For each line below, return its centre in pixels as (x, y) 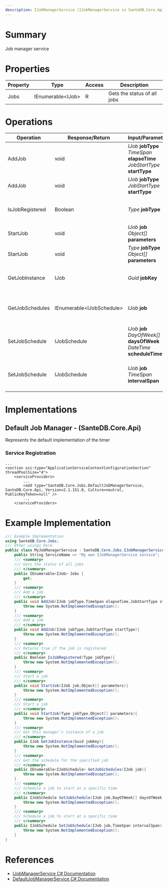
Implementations (41, 409)
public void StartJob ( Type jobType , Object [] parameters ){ (76, 713)
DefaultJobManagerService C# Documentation (61, 879)
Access (94, 85)
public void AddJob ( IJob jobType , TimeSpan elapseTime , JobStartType (86, 601)
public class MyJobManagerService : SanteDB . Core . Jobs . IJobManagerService (85, 550)
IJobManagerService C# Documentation (54, 873)
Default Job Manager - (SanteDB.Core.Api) (73, 428)
